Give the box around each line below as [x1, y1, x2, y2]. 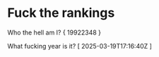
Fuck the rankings [7, 5, 115, 21]
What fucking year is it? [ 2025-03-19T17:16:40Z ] [7, 42, 152, 50]
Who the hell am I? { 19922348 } [7, 28, 101, 37]
